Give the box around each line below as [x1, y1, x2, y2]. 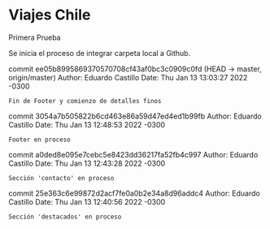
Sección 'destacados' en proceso [8, 213, 122, 221]
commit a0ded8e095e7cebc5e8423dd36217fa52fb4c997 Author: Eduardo [8, 149, 259, 159]
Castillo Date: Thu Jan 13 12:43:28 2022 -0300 [8, 158, 166, 168]
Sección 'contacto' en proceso [8, 174, 115, 182]
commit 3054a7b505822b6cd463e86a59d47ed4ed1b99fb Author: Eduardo [8, 111, 262, 121]
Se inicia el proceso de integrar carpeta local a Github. [8, 48, 191, 58]
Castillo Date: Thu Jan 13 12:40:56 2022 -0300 [8, 197, 166, 206]
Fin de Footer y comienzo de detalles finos [8, 97, 162, 105]
